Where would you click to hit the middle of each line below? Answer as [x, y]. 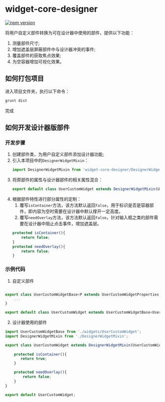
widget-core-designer [52, 9]
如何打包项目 [25, 79]
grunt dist [16, 101]
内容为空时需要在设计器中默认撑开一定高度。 [78, 212]
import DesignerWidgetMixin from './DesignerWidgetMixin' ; [67, 336]
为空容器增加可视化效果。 [38, 61]
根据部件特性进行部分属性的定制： [47, 199]
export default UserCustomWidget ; [41, 395]
